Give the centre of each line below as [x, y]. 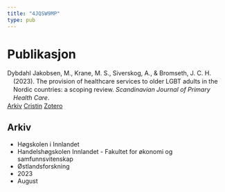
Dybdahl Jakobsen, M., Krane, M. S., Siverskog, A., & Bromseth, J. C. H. [109, 73]
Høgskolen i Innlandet [48, 144]
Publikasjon [42, 54]
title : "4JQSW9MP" [34, 13]
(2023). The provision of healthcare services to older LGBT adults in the [116, 81]
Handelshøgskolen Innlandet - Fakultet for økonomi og [95, 151]
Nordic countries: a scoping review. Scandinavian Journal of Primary [112, 90]
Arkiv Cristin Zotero [35, 106]
